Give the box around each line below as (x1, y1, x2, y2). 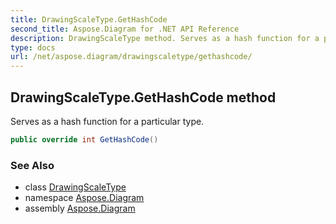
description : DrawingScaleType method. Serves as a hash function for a (10, 33, 320, 43)
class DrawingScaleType (24, 181, 127, 193)
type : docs (10, 42, 56, 53)
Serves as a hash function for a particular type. (10, 115, 205, 127)
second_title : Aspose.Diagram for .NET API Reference (10, 24, 240, 34)
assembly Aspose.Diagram (24, 202, 136, 215)
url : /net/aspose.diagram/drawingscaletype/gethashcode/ (10, 52, 253, 62)
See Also (10, 158, 55, 172)
